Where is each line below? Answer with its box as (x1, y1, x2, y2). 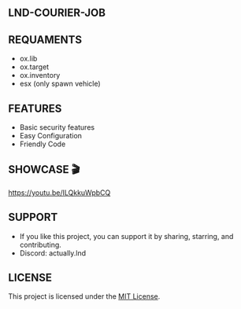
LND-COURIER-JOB (8, 6, 106, 20)
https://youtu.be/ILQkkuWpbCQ (8, 188, 111, 197)
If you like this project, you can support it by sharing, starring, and (19, 231, 234, 241)
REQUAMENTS (8, 33, 83, 46)
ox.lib (19, 54, 38, 64)
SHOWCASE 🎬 (8, 163, 80, 176)
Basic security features (19, 123, 95, 132)
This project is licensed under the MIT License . (8, 292, 161, 301)
